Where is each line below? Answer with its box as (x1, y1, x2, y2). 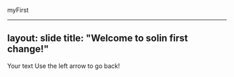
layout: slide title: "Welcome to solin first (7, 33, 188, 44)
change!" (7, 43, 49, 55)
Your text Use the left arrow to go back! (7, 62, 120, 70)
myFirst (7, 6, 29, 14)
